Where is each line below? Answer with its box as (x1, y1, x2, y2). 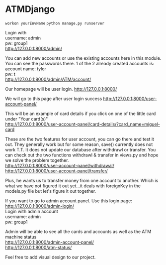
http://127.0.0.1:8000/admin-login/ (5, 203, 75, 209)
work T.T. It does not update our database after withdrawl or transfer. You (5, 146, 156, 152)
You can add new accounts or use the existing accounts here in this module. (5, 55, 162, 61)
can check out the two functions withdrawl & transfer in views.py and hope (5, 152, 159, 158)
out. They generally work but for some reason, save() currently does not (5, 141, 153, 147)
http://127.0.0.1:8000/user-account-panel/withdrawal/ (5, 162, 114, 168)
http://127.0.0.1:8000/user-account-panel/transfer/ (5, 168, 108, 174)
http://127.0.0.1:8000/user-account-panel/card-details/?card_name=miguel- (5, 121, 161, 127)
